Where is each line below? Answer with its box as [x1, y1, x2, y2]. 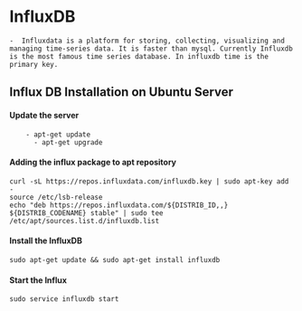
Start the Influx [9, 274, 68, 286]
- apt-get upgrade [33, 137, 103, 146]
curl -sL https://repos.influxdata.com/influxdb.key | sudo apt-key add [9, 176, 289, 186]
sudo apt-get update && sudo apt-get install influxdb [9, 255, 221, 264]
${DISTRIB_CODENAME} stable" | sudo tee [9, 208, 165, 218]
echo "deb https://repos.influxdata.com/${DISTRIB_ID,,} [9, 201, 229, 210]
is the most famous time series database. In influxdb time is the [9, 52, 269, 61]
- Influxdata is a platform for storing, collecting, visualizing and [9, 36, 285, 45]
